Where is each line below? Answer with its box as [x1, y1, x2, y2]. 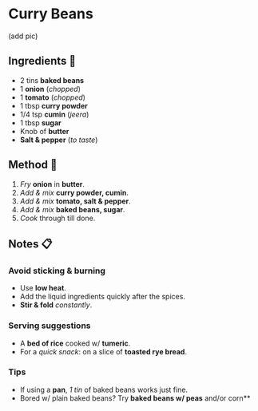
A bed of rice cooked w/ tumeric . [19, 338, 131, 348]
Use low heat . [19, 283, 66, 293]
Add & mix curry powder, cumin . [19, 188, 129, 197]
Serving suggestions [8, 320, 91, 331]
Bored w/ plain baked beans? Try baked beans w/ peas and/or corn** [19, 393, 251, 403]
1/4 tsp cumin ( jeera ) [19, 109, 89, 119]
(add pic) [8, 31, 38, 41]
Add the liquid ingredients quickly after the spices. [19, 292, 186, 302]
